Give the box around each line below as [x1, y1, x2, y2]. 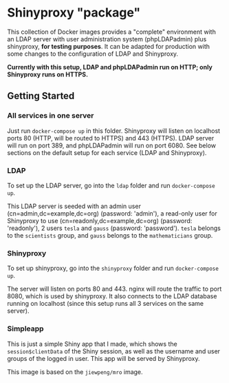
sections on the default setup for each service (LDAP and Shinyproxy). [7, 148, 207, 156]
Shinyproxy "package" [7, 5, 141, 21]
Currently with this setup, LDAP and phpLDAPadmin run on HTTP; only [7, 63, 213, 71]
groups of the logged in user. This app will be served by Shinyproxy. [7, 354, 200, 362]
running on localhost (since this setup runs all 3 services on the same [7, 300, 204, 308]
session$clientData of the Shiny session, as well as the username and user [7, 346, 221, 355]
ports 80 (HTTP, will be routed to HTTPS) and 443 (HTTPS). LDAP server [7, 134, 215, 142]
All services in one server [7, 111, 94, 121]
